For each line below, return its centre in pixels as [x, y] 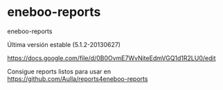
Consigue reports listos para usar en [59, 71]
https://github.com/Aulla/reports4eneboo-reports [78, 79]
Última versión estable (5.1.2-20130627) [64, 44]
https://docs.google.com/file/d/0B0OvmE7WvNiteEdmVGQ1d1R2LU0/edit [111, 58]
